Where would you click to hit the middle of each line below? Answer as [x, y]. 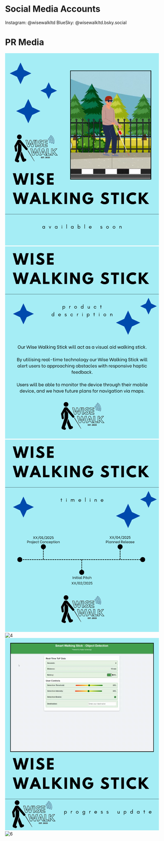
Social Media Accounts [53, 9]
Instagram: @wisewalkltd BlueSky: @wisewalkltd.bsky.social [66, 22]
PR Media [25, 42]
